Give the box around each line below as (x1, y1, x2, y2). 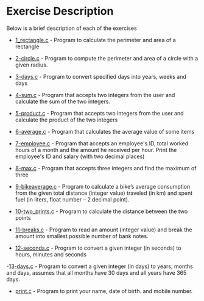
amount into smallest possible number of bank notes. (15, 232, 149, 239)
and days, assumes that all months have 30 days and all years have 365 (6, 269, 187, 276)
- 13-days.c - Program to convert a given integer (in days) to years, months (6, 263, 193, 270)
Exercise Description (6, 4, 114, 18)
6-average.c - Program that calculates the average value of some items (15, 128, 195, 135)
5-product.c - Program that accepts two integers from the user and (15, 109, 184, 117)
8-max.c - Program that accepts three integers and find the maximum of (15, 164, 197, 172)
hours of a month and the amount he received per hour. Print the (15, 146, 177, 153)
